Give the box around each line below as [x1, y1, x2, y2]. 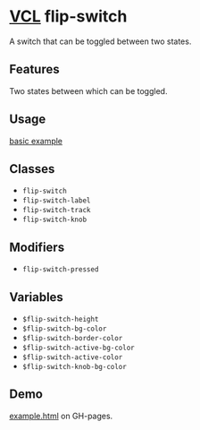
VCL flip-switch [9, 6, 128, 27]
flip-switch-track [21, 206, 91, 215]
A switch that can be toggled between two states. [9, 36, 192, 47]
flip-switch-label [21, 196, 91, 205]
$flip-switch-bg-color [21, 324, 107, 333]
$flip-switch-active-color [21, 353, 123, 362]
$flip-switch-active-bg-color [21, 343, 136, 352]
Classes [9, 161, 55, 176]
